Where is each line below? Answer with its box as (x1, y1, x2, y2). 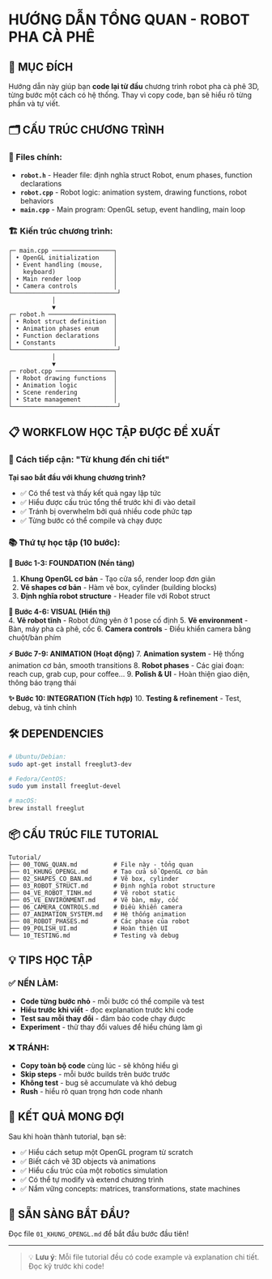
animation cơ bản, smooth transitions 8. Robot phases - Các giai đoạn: (8, 660, 244, 670)
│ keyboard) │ (8, 267, 117, 276)
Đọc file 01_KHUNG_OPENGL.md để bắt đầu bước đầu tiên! (8, 1229, 189, 1238)
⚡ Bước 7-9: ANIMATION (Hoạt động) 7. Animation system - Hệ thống (8, 648, 244, 658)
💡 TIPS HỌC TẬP (8, 953, 93, 967)
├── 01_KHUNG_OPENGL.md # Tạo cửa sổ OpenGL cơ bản (8, 867, 208, 875)
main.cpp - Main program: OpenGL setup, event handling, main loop (19, 204, 245, 214)
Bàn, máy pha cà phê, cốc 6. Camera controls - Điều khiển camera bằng (8, 623, 251, 634)
